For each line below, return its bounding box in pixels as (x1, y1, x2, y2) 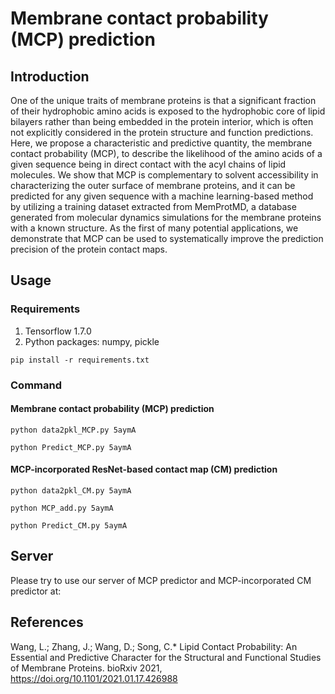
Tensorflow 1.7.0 (24, 325, 92, 337)
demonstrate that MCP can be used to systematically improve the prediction (10, 233, 324, 244)
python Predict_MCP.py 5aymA (10, 442, 132, 452)
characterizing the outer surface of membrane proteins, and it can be (10, 180, 296, 191)
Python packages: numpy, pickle (24, 335, 160, 347)
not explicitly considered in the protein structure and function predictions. (10, 127, 314, 138)
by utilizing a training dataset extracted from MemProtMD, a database (10, 201, 297, 212)
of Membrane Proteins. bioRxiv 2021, (10, 662, 163, 674)
